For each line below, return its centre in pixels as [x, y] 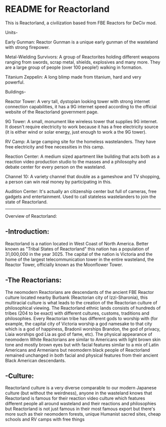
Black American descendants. [36, 360]
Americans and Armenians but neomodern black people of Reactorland [78, 350]
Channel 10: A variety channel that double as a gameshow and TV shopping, [83, 176]
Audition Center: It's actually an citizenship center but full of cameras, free [81, 191]
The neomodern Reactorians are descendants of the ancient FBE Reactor [80, 292]
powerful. [15, 82]
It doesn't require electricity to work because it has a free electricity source [82, 127]
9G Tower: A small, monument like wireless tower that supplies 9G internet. [82, 121]
